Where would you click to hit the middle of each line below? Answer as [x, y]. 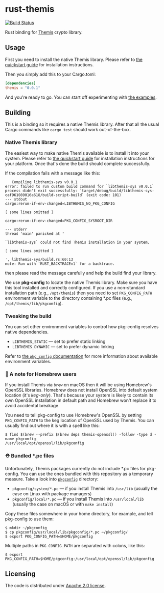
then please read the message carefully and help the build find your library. [81, 273]
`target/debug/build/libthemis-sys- [117, 191]
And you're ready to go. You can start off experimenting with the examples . [81, 97]
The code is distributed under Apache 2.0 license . [56, 586]
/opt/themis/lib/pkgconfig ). [34, 303]
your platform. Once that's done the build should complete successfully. [78, 164]
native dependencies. [27, 332]
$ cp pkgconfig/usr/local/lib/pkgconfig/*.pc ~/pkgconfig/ [67, 532]
